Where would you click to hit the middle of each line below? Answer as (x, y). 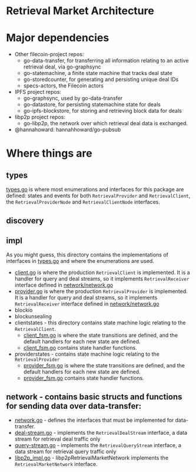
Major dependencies (58, 38)
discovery (25, 221)
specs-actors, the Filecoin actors (64, 86)
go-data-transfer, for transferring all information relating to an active (106, 61)
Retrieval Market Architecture (80, 11)
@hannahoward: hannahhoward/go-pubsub (68, 130)
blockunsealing (33, 317)
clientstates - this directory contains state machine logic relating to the (100, 323)
